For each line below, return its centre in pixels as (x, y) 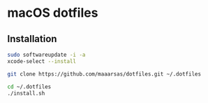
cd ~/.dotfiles (29, 87)
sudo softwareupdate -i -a (46, 55)
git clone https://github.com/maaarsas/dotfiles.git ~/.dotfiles (104, 74)
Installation (32, 39)
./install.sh (26, 93)
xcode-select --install (42, 61)
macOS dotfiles (53, 13)
